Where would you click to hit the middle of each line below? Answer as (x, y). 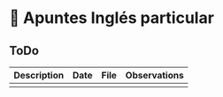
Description (39, 75)
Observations (154, 75)
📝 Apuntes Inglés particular (112, 18)
